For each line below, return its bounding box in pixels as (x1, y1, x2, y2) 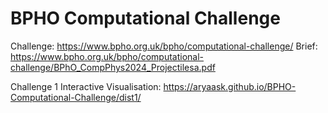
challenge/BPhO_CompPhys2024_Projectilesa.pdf (10, 61, 216, 73)
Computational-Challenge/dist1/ (10, 91, 142, 103)
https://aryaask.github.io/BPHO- (163, 80, 297, 92)
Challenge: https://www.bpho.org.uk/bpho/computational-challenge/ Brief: (10, 40, 318, 52)
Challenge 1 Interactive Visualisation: (10, 80, 162, 92)
